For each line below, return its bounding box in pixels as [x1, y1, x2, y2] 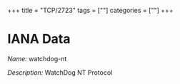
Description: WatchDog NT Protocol [7, 68, 113, 77]
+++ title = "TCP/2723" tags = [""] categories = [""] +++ [7, 6, 174, 14]
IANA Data [7, 31, 71, 47]
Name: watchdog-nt [7, 54, 67, 63]
